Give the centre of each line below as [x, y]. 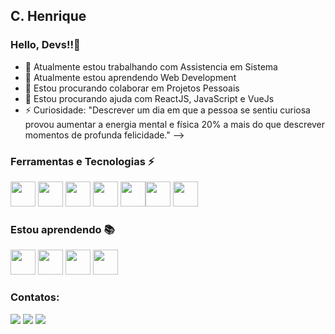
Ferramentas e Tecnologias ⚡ [82, 161]
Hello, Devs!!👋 [45, 45]
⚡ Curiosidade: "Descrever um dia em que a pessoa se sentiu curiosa [167, 110]
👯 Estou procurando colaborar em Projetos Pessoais [132, 88]
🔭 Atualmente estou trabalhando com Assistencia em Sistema [151, 66]
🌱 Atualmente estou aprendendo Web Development [130, 77]
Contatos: [35, 297]
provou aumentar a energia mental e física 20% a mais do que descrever [175, 124]
